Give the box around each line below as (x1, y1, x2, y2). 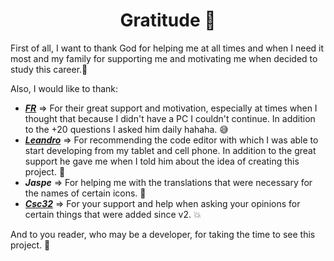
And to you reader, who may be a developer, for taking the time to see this (10, 228, 316, 240)
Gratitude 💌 (119, 9, 217, 32)
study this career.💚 (10, 63, 88, 75)
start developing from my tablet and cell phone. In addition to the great (24, 144, 317, 156)
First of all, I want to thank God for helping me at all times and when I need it (10, 42, 325, 54)
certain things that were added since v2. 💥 (24, 208, 202, 220)
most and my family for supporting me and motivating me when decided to (10, 52, 318, 64)
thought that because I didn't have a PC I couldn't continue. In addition (24, 112, 316, 124)
